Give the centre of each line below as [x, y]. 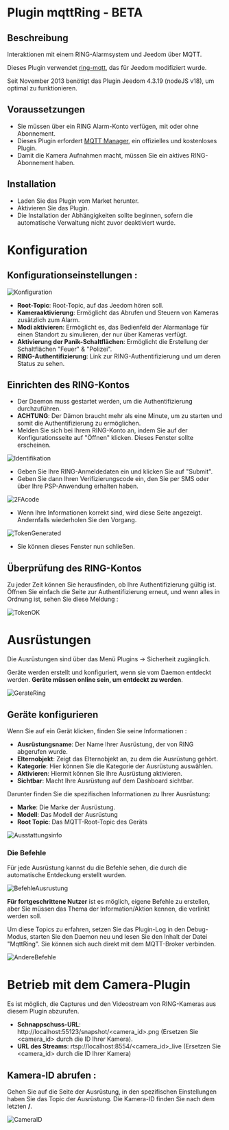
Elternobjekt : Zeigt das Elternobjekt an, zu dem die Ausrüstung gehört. [117, 759]
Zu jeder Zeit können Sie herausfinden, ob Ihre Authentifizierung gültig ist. [112, 585]
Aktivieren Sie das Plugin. [53, 208]
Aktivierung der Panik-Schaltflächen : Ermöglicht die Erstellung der [113, 341]
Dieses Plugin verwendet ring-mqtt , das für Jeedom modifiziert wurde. [107, 67]
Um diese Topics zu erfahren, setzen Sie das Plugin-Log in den [96, 929]
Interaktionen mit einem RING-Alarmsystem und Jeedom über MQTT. [105, 54]
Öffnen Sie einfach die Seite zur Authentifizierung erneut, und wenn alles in [113, 592]
